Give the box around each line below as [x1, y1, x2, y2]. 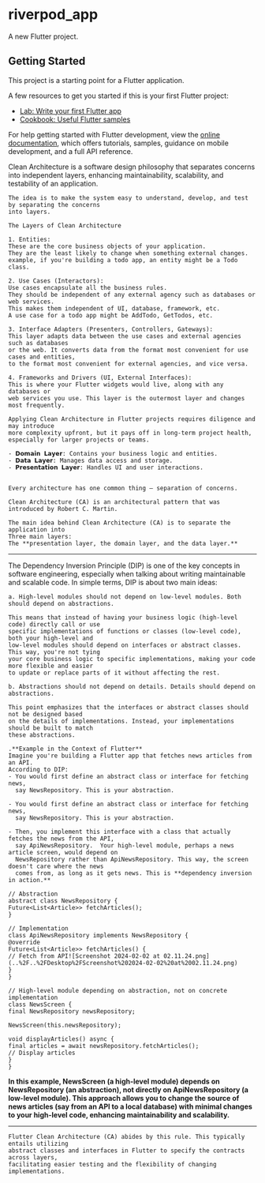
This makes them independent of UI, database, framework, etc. [8, 304, 221, 313]
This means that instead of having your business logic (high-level [8, 614, 238, 622]
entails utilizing [8, 1140, 69, 1147]
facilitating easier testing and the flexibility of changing [8, 1160, 217, 1168]
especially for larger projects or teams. [8, 436, 150, 444]
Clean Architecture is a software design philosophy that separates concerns [8, 162, 256, 171]
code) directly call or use [8, 620, 101, 629]
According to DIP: [8, 765, 69, 773]
